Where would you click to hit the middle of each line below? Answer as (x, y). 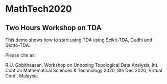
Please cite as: (21, 55)
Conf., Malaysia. (22, 76)
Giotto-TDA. (18, 45)
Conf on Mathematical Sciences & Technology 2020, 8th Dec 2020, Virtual (84, 70)
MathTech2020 (39, 9)
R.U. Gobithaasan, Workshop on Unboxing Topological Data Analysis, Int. (82, 65)
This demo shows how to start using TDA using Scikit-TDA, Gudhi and (79, 40)
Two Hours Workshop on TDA (53, 28)
